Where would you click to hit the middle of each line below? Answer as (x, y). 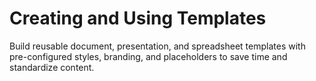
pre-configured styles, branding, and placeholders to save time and (148, 56)
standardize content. (52, 67)
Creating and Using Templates (138, 18)
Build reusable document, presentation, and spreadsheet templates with (157, 46)
